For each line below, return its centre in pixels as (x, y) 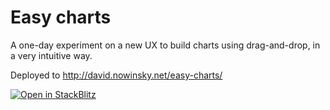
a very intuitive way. (51, 55)
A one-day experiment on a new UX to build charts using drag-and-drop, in (165, 45)
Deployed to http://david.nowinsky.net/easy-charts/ (116, 75)
